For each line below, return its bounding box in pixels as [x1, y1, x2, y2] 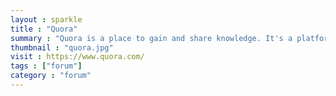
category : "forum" [10, 71, 92, 81]
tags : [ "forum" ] [10, 61, 83, 71]
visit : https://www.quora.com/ [10, 52, 145, 62]
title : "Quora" [10, 24, 78, 34]
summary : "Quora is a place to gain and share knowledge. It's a [10, 33, 293, 43]
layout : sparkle [10, 14, 83, 25]
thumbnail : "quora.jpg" [10, 42, 114, 53]
